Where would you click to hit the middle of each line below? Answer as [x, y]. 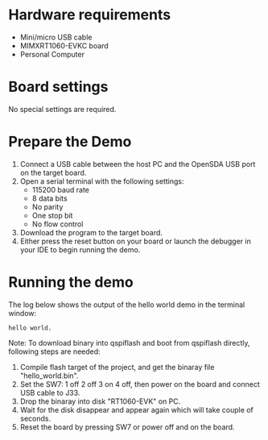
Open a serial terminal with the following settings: [102, 181]
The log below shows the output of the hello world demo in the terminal [127, 305]
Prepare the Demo [70, 142]
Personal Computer [52, 54]
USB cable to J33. [50, 392]
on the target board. [53, 172]
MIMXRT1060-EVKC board [64, 45]
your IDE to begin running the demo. [80, 249]
